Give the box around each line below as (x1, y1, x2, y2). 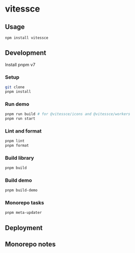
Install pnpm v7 (5, 61, 36, 67)
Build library (5, 154, 34, 161)
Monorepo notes (5, 240, 56, 249)
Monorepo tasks (5, 199, 44, 206)
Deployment (5, 223, 43, 232)
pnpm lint (5, 139, 25, 144)
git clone (5, 85, 25, 89)
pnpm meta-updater (5, 210, 42, 215)
